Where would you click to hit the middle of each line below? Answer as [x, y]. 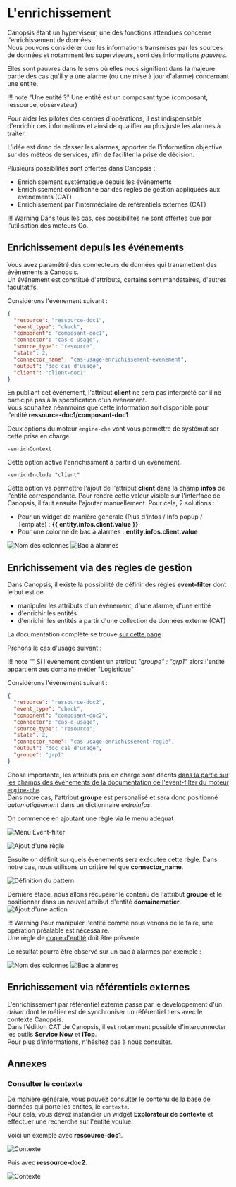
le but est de [25, 592]
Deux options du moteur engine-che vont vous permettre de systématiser [113, 429]
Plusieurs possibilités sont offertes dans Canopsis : [81, 168]
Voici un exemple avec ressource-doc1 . [65, 1136]
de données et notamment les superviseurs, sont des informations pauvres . [117, 55]
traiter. [17, 133]
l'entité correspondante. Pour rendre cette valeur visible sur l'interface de [114, 496]
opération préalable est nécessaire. [58, 930]
